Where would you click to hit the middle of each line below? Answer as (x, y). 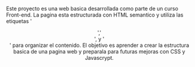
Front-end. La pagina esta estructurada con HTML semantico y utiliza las (95, 15)
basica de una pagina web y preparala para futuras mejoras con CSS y (99, 52)
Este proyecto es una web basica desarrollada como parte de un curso (92, 9)
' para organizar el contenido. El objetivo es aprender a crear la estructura (99, 45)
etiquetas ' (19, 21)
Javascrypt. (99, 58)
